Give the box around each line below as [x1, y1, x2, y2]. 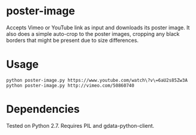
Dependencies [6, 103, 80, 116]
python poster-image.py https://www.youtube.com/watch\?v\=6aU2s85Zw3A [6, 77, 188, 83]
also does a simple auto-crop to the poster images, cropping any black [6, 30, 180, 37]
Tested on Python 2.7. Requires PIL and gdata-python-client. [6, 122, 155, 129]
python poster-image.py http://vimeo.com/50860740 [6, 82, 135, 88]
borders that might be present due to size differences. [6, 36, 139, 44]
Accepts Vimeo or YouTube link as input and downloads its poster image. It [6, 24, 190, 31]
